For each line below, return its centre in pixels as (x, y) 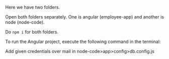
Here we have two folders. (33, 7)
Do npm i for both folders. (32, 32)
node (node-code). (25, 22)
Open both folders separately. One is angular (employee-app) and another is (84, 17)
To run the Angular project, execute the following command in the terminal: (83, 41)
